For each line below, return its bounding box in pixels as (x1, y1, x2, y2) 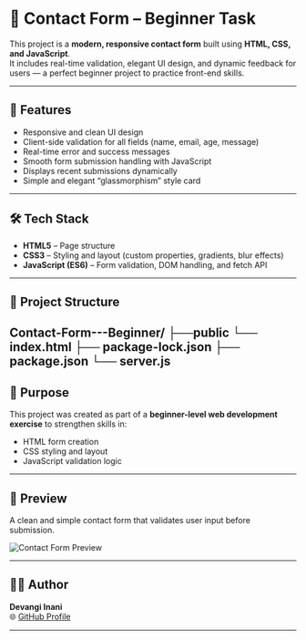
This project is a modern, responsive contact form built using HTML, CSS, (9, 38, 291, 49)
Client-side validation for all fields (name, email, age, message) (22, 136, 260, 147)
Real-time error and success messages (22, 146, 170, 157)
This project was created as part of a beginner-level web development (9, 409, 278, 420)
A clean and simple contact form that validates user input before (9, 514, 250, 525)
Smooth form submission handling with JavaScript (22, 155, 212, 167)
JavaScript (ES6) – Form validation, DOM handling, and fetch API (22, 259, 268, 270)
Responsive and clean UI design (22, 127, 144, 138)
